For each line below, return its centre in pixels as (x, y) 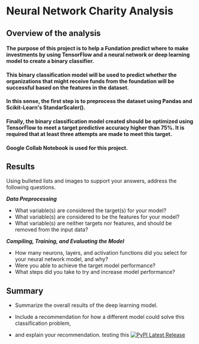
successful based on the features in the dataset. (68, 87)
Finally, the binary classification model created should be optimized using (100, 121)
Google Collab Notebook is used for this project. (67, 147)
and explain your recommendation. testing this (72, 335)
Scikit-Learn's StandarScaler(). (46, 108)
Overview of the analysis (53, 33)
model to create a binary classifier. (50, 61)
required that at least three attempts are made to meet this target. (89, 134)
